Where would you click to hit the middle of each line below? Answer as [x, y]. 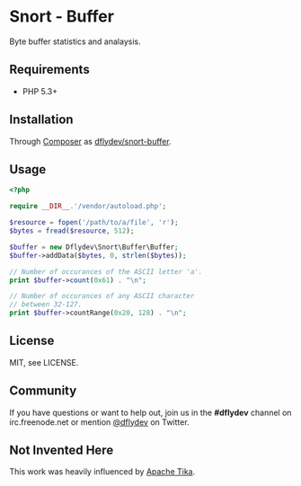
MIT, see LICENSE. [44, 362]
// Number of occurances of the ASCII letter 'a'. [106, 271]
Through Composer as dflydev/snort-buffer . [91, 141]
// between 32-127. [46, 305]
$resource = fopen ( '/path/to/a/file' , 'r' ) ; [94, 223]
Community [43, 391]
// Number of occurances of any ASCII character [102, 296]
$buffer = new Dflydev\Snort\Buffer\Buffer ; [94, 247]
